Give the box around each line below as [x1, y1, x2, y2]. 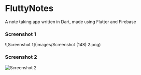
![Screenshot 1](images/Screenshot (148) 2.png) [5, 42, 101, 48]
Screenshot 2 [5, 54, 37, 61]
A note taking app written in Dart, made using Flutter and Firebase [5, 19, 136, 25]
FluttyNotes [5, 3, 54, 14]
